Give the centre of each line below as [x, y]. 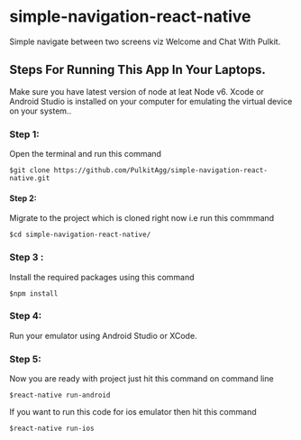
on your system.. [41, 111]
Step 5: [26, 359]
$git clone [30, 170]
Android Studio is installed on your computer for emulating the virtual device [151, 101]
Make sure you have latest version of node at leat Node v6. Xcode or [137, 91]
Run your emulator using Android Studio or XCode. [103, 335]
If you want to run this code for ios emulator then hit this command [133, 412]
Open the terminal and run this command [86, 154]
